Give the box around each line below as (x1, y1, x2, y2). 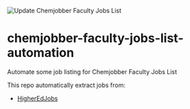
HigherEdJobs (17, 94, 59, 102)
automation (7, 45, 74, 61)
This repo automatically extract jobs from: (7, 81, 126, 89)
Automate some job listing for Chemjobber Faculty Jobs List (7, 67, 178, 75)
